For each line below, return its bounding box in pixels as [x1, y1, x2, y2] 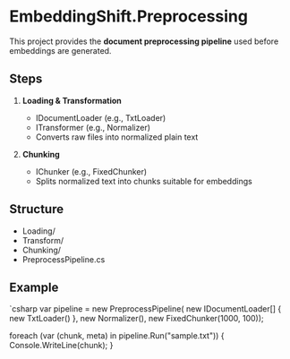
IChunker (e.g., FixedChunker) [35, 166, 148, 176]
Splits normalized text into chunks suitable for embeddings [35, 175, 252, 186]
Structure [9, 201, 64, 217]
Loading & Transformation [21, 95, 123, 106]
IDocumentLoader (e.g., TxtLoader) [35, 112, 166, 123]
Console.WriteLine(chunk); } [9, 340, 114, 351]
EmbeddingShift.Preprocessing [9, 6, 249, 27]
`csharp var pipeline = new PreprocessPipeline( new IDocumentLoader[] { [9, 303, 282, 314]
